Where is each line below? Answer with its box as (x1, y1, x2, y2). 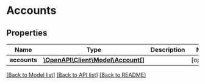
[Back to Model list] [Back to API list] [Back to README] (6, 71, 146, 79)
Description (150, 46, 185, 54)
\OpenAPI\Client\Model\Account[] (43, 56, 145, 64)
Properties (6, 28, 48, 38)
